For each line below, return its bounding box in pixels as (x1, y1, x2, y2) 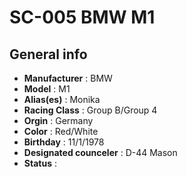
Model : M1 (23, 83, 71, 95)
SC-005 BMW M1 (9, 6, 156, 29)
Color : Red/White (23, 126, 99, 137)
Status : (23, 157, 57, 169)
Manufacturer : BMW (23, 72, 113, 84)
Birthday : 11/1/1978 (23, 136, 105, 148)
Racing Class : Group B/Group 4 (23, 104, 158, 116)
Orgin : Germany (23, 115, 94, 126)
